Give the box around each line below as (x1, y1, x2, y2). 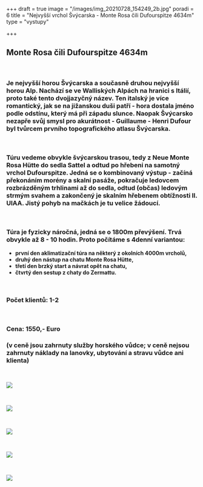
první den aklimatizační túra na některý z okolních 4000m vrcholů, (15, 249, 187, 257)
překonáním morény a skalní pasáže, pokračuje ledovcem (6, 176, 179, 185)
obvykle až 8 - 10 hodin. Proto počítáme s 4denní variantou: (6, 235, 185, 244)
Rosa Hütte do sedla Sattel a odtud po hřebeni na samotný (6, 161, 181, 170)
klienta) (6, 356, 30, 364)
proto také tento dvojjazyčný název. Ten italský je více (6, 94, 169, 102)
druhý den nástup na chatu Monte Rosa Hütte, (15, 255, 134, 263)
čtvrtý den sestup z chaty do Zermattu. (15, 269, 117, 276)
